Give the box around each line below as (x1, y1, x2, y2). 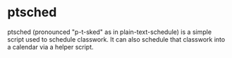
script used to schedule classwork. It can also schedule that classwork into (7, 35, 226, 43)
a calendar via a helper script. (7, 42, 94, 51)
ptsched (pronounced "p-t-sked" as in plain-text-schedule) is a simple (7, 28, 212, 36)
